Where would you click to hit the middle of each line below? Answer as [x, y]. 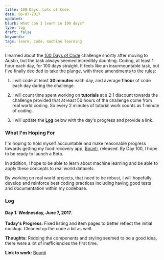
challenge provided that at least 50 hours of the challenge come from [82, 100]
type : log [15, 28]
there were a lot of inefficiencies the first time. [52, 243]
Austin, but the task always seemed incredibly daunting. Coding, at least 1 [79, 60]
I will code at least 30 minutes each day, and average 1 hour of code [82, 80]
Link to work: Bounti [26, 253]
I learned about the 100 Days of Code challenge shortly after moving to [77, 55]
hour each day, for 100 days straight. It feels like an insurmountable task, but [82, 65]
